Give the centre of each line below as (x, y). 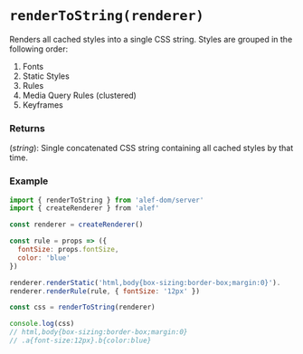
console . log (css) (42, 324)
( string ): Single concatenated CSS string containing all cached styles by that (151, 148)
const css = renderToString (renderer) (82, 307)
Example (29, 181)
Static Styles (46, 76)
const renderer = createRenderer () (76, 225)
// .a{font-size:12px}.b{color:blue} (80, 341)
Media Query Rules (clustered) (80, 95)
